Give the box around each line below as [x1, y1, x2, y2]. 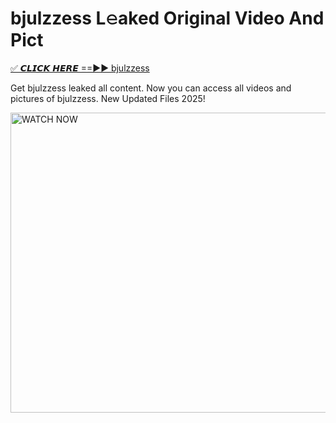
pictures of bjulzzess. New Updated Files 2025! [10, 92, 206, 104]
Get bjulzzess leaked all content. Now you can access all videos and [10, 82, 292, 94]
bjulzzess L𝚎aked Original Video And [10, 7, 325, 30]
